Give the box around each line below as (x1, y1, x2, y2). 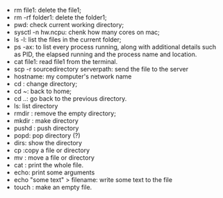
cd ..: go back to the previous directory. (13, 94, 127, 103)
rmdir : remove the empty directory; (13, 109, 117, 117)
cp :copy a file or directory (13, 146, 90, 154)
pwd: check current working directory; (13, 21, 124, 28)
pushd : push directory (13, 124, 79, 132)
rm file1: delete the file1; (13, 6, 82, 14)
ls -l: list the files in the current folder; (13, 35, 122, 44)
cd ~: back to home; (13, 87, 72, 95)
